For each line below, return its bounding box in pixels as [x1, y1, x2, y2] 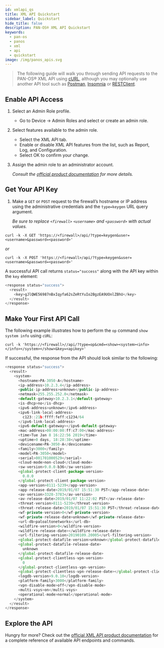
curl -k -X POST [5, 255, 38, 260]
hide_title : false [5, 21, 42, 26]
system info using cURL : [5, 333, 53, 339]
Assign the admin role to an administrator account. [12, 162, 114, 168]
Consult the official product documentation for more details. [12, 171, 133, 177]
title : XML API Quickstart [5, 12, 60, 17]
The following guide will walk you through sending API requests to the [17, 70, 158, 76]
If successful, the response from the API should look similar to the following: [5, 355, 159, 361]
